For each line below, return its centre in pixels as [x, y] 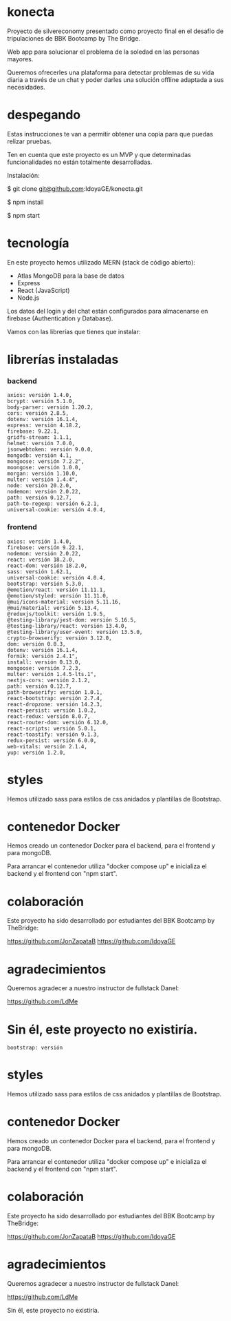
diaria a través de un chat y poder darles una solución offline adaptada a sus [115, 79]
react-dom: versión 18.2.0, [47, 566]
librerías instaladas [63, 360]
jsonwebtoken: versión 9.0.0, [51, 450]
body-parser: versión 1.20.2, [51, 407]
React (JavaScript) [43, 290]
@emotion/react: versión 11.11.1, [57, 590]
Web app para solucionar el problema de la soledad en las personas [103, 52]
